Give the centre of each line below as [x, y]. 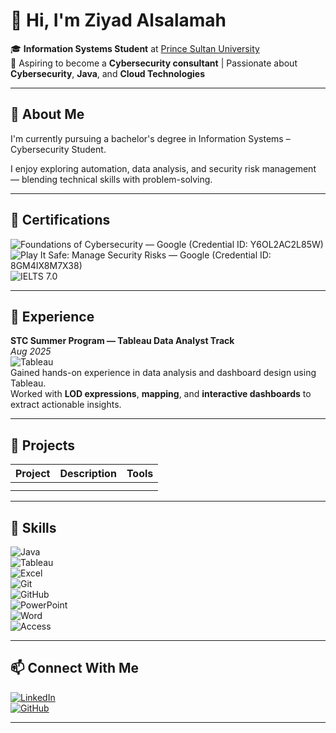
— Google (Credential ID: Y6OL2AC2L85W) [234, 244]
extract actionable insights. [66, 405]
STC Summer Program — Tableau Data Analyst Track [122, 341]
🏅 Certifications [60, 220]
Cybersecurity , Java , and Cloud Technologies [108, 73]
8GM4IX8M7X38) [46, 265]
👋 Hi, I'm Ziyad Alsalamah [118, 20]
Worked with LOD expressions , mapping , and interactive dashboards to [161, 394]
